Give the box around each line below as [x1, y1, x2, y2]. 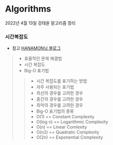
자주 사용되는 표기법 [36, 84, 74, 90]
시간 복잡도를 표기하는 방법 [36, 78, 87, 84]
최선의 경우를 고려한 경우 [36, 90, 83, 96]
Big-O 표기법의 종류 [36, 108, 74, 114]
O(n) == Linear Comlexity [36, 124, 87, 130]
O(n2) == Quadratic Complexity [36, 129, 99, 135]
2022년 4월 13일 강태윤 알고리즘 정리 [5, 20, 76, 26]
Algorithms [5, 3, 51, 15]
